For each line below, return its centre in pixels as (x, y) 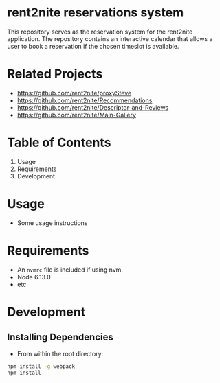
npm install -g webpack (41, 366)
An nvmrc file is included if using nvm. (70, 270)
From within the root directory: (60, 353)
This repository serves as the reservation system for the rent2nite (100, 32)
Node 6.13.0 (34, 277)
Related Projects (55, 74)
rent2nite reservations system (96, 13)
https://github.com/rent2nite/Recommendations (85, 100)
